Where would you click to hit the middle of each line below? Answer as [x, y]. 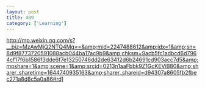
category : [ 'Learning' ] [37, 23]
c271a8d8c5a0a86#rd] [35, 79]
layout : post [23, 12]
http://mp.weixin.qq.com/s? [41, 41]
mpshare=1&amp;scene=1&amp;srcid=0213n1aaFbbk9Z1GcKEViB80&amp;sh [103, 66]
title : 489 [20, 18]
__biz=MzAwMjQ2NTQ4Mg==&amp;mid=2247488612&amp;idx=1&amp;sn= [101, 47]
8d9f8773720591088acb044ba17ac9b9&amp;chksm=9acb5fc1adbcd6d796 [102, 53]
